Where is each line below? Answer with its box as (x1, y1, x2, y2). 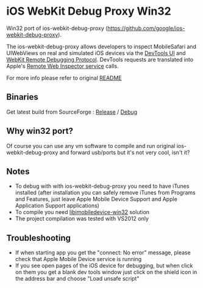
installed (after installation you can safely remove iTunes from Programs (15, 189, 196, 196)
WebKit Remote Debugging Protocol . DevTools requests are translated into (6, 56, 194, 63)
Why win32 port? (6, 126, 74, 136)
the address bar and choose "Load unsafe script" (15, 275, 140, 282)
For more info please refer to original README (6, 74, 122, 81)
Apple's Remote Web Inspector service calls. (6, 62, 119, 70)
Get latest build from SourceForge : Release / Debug (6, 108, 138, 116)
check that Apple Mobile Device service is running (15, 256, 142, 263)
